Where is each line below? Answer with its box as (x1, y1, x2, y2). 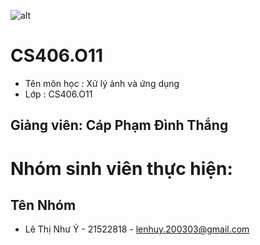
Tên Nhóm (10, 196, 77, 214)
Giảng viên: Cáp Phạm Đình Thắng (10, 117, 229, 134)
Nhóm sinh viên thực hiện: (10, 157, 233, 180)
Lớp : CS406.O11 (24, 88, 93, 100)
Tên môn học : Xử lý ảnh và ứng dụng (24, 77, 180, 89)
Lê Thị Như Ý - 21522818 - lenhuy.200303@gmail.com (24, 223, 250, 235)
